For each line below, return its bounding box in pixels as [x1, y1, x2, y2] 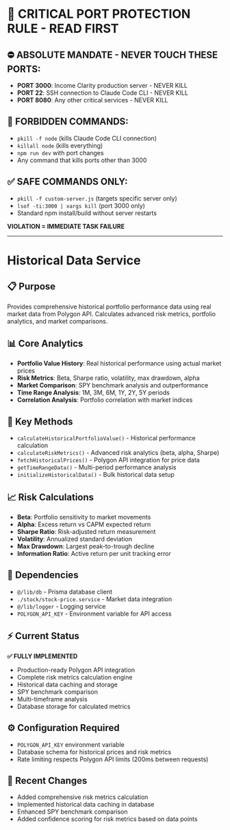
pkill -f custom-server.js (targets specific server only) [16, 194, 178, 202]
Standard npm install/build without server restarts [16, 209, 157, 217]
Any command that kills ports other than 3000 [16, 156, 147, 164]
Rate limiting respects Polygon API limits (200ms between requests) [16, 755, 209, 763]
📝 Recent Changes [7, 774, 88, 786]
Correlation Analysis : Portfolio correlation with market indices [16, 396, 193, 404]
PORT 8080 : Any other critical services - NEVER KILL [16, 96, 168, 104]
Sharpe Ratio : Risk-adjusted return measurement [16, 528, 156, 536]
